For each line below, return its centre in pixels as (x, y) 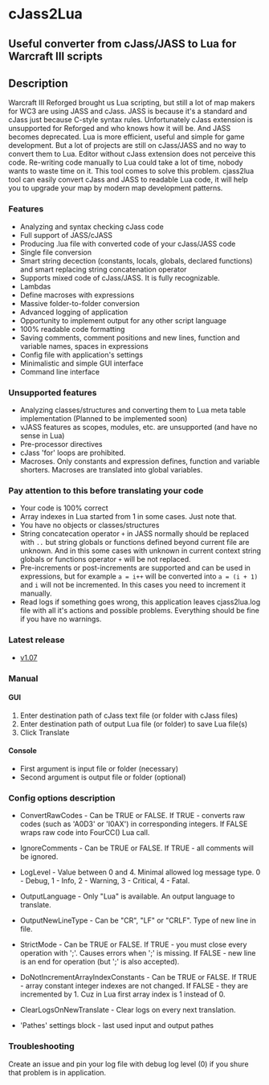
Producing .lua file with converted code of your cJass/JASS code (128, 244)
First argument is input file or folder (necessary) (99, 768)
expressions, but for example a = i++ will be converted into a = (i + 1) (139, 576)
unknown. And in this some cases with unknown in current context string (141, 551)
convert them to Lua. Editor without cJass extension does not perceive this (132, 154)
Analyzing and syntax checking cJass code (92, 227)
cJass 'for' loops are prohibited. (73, 452)
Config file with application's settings (81, 354)
